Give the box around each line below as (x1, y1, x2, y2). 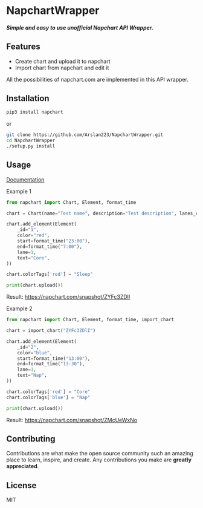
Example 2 (6, 305, 33, 312)
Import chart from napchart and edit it (14, 64, 109, 71)
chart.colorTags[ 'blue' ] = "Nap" (6, 394, 91, 400)
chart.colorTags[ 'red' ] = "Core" (6, 388, 91, 395)
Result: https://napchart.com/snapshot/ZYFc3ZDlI (6, 293, 130, 301)
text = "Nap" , (17, 373, 47, 379)
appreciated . (6, 463, 39, 470)
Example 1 (6, 187, 31, 195)
